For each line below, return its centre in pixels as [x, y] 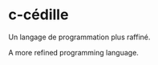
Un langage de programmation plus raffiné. [79, 37]
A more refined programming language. [73, 52]
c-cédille [38, 15]
